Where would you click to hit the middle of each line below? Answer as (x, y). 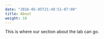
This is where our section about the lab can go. (52, 32)
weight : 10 (16, 18)
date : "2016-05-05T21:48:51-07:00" (41, 9)
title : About (18, 14)
